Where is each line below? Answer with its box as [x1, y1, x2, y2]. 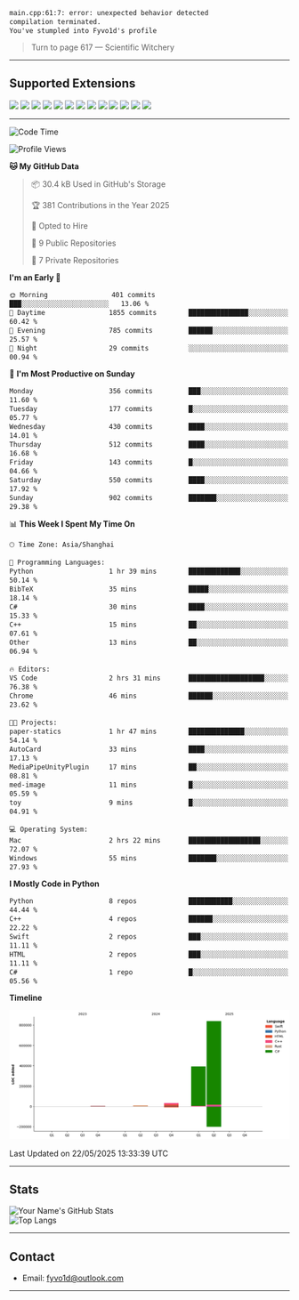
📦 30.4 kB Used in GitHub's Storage [30, 178, 166, 190]
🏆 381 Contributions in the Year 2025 [30, 199, 170, 210]
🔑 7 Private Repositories [30, 254, 119, 265]
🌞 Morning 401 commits [9, 290, 156, 299]
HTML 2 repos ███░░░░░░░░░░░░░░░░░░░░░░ [9, 949, 289, 959]
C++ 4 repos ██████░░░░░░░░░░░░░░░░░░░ [9, 914, 289, 924]
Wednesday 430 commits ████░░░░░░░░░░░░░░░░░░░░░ [9, 422, 289, 431]
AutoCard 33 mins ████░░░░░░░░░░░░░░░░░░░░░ [9, 745, 289, 754]
